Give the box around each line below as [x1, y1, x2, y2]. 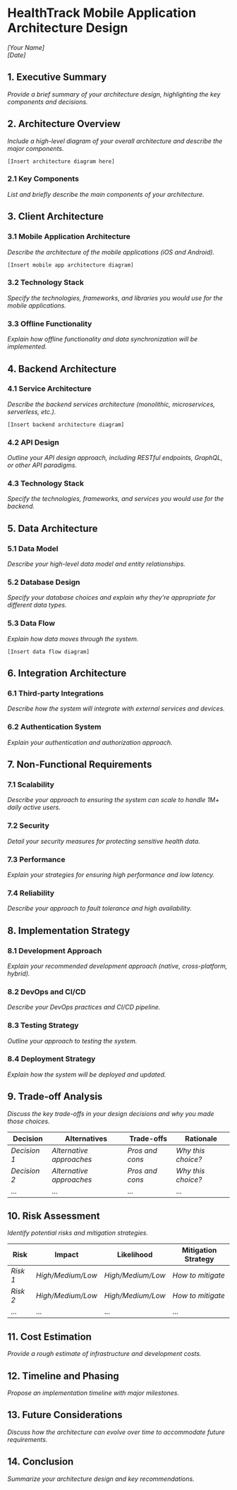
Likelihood [117, 1250, 153, 1260]
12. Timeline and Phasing [7, 1370, 120, 1382]
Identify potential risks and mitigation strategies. [7, 1229, 148, 1237]
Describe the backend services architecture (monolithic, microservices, [7, 400, 215, 408]
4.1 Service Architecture [7, 384, 92, 394]
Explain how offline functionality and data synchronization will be [7, 335, 198, 344]
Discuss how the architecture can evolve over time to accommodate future [7, 1427, 226, 1436]
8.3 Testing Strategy [7, 1021, 79, 1031]
